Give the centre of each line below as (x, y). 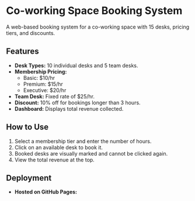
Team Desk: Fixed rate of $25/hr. (55, 96)
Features (22, 52)
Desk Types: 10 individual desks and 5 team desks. (76, 65)
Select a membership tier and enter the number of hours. (83, 141)
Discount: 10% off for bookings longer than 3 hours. (78, 103)
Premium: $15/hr (43, 84)
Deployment (29, 178)
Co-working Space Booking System (94, 11)
